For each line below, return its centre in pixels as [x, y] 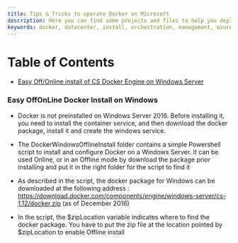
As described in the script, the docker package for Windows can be [116, 181]
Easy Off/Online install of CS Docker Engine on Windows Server [110, 81]
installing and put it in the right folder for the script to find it [104, 166]
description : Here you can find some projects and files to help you [112, 21]
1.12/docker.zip [39, 203]
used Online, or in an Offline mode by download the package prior [114, 159]
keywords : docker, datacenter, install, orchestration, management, [110, 27]
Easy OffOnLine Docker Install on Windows [83, 100]
